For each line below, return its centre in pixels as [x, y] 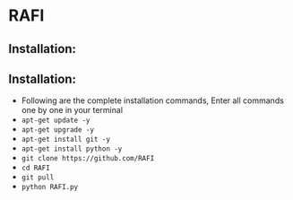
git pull [38, 178]
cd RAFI [35, 168]
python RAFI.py [50, 187]
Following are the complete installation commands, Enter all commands [152, 100]
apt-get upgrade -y [58, 130]
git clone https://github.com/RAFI [88, 159]
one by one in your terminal [72, 110]
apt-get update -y [56, 121]
